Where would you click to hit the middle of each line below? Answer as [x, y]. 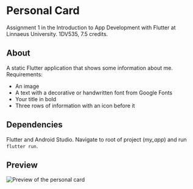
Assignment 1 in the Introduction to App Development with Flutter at [91, 27]
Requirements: [24, 74]
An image [27, 86]
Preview [22, 165]
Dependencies [34, 125]
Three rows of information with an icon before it [75, 105]
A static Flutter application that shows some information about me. [90, 68]
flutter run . [22, 146]
